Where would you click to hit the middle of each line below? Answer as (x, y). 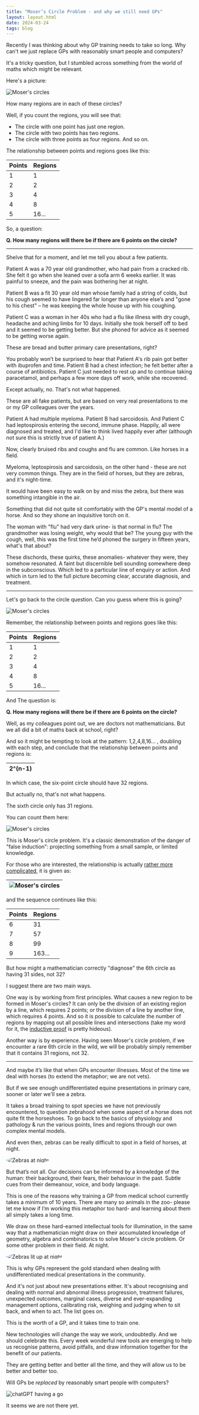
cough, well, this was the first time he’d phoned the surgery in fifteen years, (98, 539)
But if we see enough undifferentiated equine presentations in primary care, (99, 1088)
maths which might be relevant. (44, 69)
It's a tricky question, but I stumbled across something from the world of (94, 63)
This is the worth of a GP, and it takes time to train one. (73, 1323)
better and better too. (32, 1371)
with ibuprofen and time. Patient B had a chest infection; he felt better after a (99, 365)
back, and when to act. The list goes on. (55, 1311)
